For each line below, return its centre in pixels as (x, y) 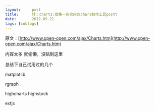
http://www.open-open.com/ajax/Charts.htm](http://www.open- (85, 38)
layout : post (23, 10)
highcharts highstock (27, 94)
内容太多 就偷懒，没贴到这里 (34, 54)
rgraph (12, 84)
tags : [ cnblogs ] (22, 24)
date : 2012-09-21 (30, 19)
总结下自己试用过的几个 (29, 64)
